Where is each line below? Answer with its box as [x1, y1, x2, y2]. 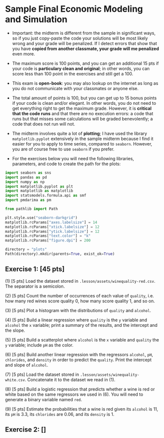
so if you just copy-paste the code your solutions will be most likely [12, 35, 148, 41]
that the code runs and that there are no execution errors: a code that [12, 110, 153, 116]
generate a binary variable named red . [5, 396, 82, 402]
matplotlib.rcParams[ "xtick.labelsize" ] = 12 [5, 224, 99, 229]
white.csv [5, 377, 25, 383]
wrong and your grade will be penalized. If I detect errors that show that [12, 40, 157, 46]
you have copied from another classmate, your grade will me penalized [12, 46, 159, 51]
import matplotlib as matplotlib [5, 189, 73, 194]
